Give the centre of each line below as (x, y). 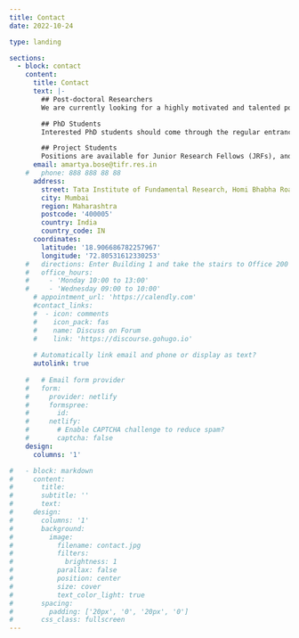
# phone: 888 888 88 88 (73, 173)
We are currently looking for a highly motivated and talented (161, 108)
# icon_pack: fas (71, 322)
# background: (48, 528)
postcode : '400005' (77, 215)
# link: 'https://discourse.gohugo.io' (113, 339)
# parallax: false (63, 570)
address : (49, 181)
